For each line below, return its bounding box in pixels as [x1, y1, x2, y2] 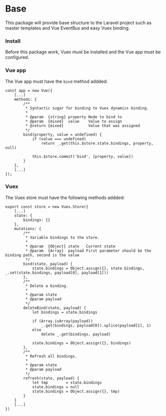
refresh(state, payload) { [23, 375, 80, 381]
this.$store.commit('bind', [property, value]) [32, 154, 134, 159]
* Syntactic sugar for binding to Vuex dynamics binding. [25, 106, 149, 111]
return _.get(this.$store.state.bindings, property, [41, 141, 154, 146]
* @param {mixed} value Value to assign [25, 119, 122, 124]
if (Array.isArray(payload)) [32, 319, 93, 324]
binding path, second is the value [5, 252, 80, 258]
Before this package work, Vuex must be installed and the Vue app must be [5, 49, 161, 55]
